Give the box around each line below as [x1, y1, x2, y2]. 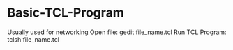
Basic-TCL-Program [7, 5, 124, 21]
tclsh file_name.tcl [7, 35, 59, 43]
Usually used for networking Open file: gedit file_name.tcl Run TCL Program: [7, 28, 227, 36]
